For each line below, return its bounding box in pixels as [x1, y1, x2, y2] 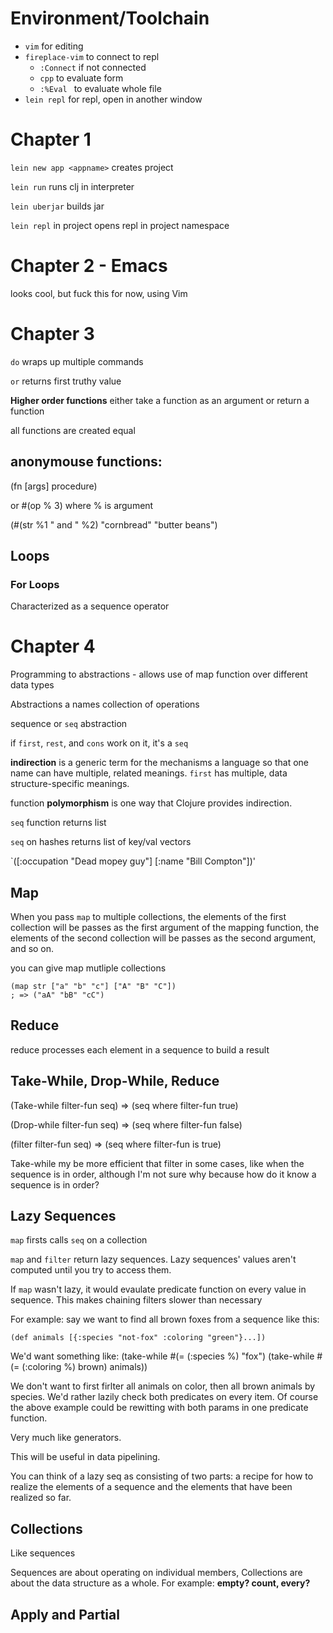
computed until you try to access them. [10, 1264, 172, 1276]
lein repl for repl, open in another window [24, 93, 203, 105]
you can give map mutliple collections [10, 962, 167, 974]
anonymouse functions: [10, 453, 163, 471]
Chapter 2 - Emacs [10, 255, 168, 277]
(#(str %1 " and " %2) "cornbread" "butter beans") [10, 518, 218, 531]
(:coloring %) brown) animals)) [21, 1361, 148, 1373]
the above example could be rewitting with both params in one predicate [10, 1402, 309, 1414]
